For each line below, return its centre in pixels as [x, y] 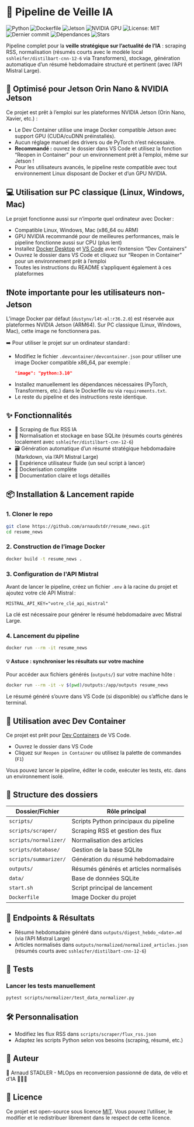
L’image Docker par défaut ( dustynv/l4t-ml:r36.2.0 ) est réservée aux [90, 319]
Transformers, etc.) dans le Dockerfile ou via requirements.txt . [91, 391]
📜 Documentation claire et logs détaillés [62, 476]
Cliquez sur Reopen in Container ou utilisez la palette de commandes [98, 753]
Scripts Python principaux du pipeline [123, 821]
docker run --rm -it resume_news [47, 648]
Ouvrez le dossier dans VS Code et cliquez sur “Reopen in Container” [98, 255]
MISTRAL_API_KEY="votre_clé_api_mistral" [57, 603]
